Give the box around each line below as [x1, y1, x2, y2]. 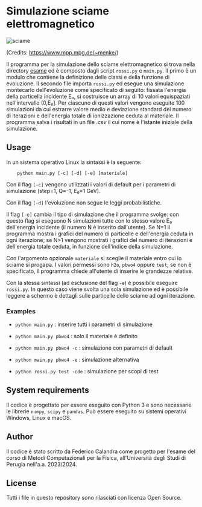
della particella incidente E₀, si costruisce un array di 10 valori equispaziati [6, 93, 191, 100]
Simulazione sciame [6, 4, 110, 18]
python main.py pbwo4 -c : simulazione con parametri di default [14, 344, 173, 352]
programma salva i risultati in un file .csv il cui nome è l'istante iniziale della [6, 118, 193, 125]
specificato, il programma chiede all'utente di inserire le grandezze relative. [6, 267, 194, 275]
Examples [6, 307, 36, 315]
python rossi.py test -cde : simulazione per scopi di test [14, 368, 159, 375]
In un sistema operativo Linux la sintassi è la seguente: [6, 159, 142, 166]
